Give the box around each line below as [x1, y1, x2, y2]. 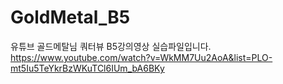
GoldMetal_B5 [10, 6, 131, 29]
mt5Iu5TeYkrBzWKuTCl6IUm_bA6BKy [10, 62, 165, 74]
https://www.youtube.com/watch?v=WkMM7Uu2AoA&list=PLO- [10, 51, 273, 63]
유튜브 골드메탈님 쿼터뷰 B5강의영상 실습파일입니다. [10, 40, 212, 52]
